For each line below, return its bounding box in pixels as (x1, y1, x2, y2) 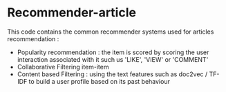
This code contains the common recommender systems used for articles (7, 27, 214, 36)
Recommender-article (7, 5, 137, 21)
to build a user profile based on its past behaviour (28, 77, 171, 85)
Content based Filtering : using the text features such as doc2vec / (17, 70, 208, 78)
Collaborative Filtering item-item (17, 62, 109, 71)
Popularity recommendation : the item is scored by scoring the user (17, 48, 209, 56)
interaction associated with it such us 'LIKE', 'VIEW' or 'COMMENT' (17, 55, 209, 63)
